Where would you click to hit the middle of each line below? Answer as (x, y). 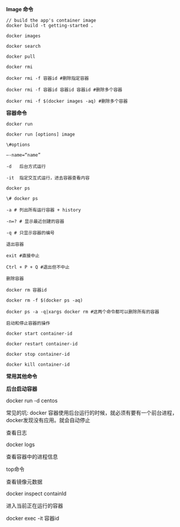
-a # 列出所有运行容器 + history (44, 210)
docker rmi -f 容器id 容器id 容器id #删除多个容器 (64, 90)
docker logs (21, 444)
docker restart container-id (42, 344)
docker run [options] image (41, 135)
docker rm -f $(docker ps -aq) (45, 300)
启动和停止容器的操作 (28, 323)
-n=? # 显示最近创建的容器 (35, 221)
